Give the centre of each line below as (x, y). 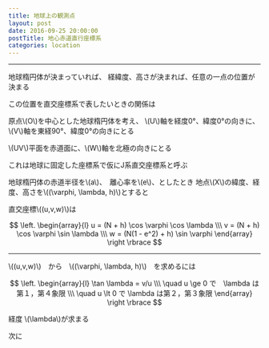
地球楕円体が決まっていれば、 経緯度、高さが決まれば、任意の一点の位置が (132, 77)
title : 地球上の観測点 (42, 16)
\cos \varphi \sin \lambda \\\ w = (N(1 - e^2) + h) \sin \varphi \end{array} (134, 234)
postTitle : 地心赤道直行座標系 (55, 38)
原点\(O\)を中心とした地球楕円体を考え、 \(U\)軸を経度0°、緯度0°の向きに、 (134, 121)
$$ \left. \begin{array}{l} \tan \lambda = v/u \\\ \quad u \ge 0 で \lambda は (134, 283)
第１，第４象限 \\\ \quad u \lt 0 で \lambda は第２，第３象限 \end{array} (134, 293)
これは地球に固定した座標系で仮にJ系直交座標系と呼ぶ (98, 165)
